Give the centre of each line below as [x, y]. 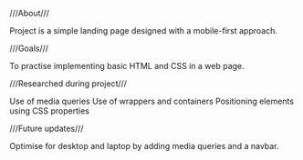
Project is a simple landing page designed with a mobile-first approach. [144, 30]
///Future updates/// [47, 128]
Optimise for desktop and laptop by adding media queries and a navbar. [144, 146]
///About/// [30, 13]
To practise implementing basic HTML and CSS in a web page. [127, 66]
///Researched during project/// [68, 84]
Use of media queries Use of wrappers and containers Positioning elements [152, 101]
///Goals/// [29, 48]
